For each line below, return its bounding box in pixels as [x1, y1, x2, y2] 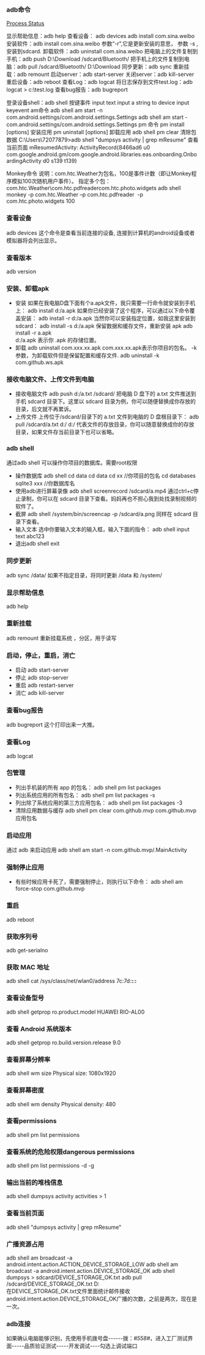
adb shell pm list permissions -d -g [6, 1162, 94, 1169]
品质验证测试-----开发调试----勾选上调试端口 [24, 1342, 138, 1349]
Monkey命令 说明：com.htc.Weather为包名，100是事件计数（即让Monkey [6, 170, 192, 177]
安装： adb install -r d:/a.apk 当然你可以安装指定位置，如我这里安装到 [20, 314, 196, 322]
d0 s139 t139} [42, 158, 78, 165]
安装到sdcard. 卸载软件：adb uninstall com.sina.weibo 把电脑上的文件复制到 [6, 48, 198, 55]
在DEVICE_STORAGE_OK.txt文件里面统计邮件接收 [6, 1288, 130, 1295]
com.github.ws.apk [15, 359, 64, 366]
